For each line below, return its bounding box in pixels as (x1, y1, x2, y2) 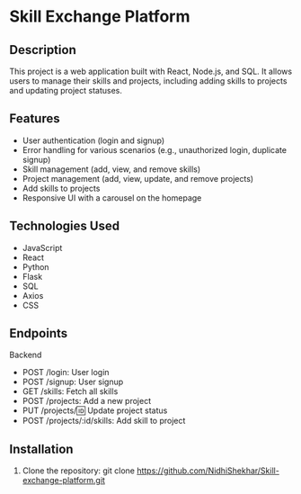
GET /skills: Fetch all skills (22, 386, 119, 397)
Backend (9, 349, 42, 361)
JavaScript (22, 242, 63, 253)
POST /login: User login (22, 367, 110, 378)
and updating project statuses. (9, 85, 123, 95)
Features (9, 111, 60, 127)
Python (22, 261, 49, 272)
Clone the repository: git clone (22, 465, 135, 476)
